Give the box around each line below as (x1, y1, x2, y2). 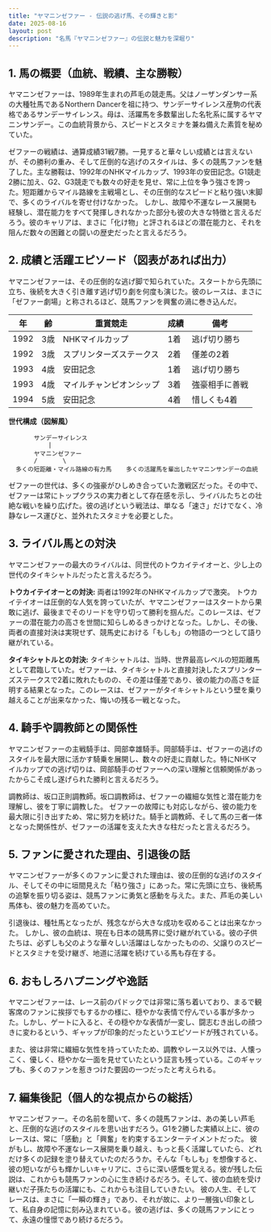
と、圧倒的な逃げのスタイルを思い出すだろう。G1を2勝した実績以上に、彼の (8, 1124, 261, 1133)
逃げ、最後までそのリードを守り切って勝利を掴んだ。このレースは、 (22, 607, 248, 616)
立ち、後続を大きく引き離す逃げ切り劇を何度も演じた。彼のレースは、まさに (8, 286, 263, 296)
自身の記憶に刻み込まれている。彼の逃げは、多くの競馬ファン (29, 1205, 234, 1214)
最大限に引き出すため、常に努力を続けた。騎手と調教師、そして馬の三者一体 (8, 811, 263, 821)
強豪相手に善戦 (191, 379, 248, 390)
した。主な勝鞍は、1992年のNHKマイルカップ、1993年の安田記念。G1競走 (15, 167, 261, 177)
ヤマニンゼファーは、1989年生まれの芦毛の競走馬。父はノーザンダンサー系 (8, 90, 258, 99)
